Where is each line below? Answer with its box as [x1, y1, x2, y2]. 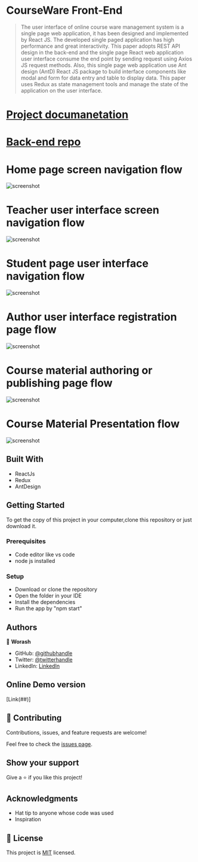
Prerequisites [6, 537, 46, 546]
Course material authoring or [6, 364, 153, 377]
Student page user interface [6, 257, 149, 270]
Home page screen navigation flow [6, 163, 183, 176]
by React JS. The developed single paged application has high [20, 36, 175, 43]
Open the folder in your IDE [14, 592, 82, 599]
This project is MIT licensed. [6, 849, 76, 856]
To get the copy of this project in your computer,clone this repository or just [6, 516, 192, 523]
